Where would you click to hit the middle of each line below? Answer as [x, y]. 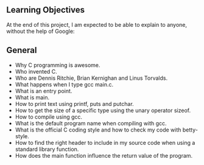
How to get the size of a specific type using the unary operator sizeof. [103, 110]
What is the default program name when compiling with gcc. [91, 123]
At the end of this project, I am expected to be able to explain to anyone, [97, 24]
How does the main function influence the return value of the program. [104, 155]
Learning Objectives [46, 10]
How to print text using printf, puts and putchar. [74, 104]
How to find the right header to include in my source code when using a [105, 142]
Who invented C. [36, 71]
